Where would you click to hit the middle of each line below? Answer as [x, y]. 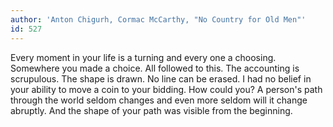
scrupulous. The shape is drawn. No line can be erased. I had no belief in [161, 78]
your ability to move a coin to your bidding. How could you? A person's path [166, 89]
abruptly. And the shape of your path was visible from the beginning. [151, 110]
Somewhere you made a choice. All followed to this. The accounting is [155, 68]
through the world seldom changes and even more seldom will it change [159, 100]
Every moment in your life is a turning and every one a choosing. [143, 57]
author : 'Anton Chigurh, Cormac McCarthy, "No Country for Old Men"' [158, 19]
